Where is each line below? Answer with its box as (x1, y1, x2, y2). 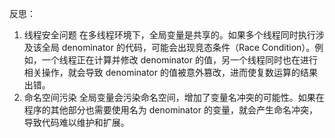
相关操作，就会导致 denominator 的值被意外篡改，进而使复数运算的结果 (23, 67, 318, 78)
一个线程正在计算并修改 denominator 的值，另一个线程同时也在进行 (41, 54, 318, 66)
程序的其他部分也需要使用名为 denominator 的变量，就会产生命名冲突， (23, 104, 318, 116)
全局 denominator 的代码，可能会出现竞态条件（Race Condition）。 (41, 42, 316, 53)
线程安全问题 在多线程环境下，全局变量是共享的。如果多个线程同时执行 (23, 29, 316, 41)
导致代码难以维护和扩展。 (23, 117, 130, 128)
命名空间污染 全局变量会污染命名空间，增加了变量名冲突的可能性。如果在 (23, 92, 325, 103)
